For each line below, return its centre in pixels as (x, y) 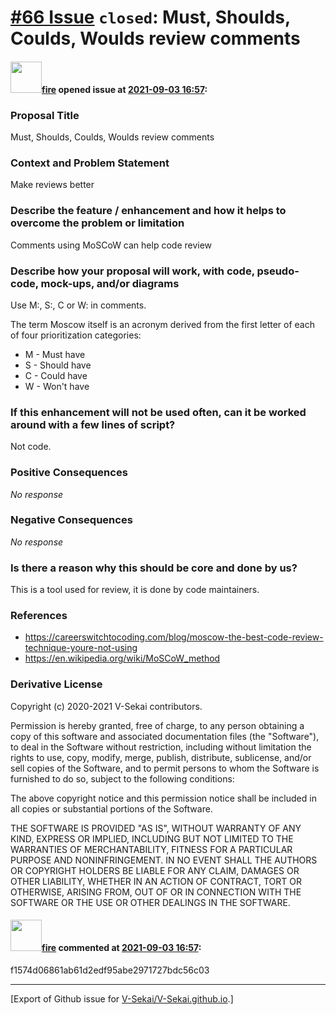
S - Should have (58, 365)
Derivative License (56, 684)
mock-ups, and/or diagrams (110, 283)
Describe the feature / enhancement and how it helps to (148, 211)
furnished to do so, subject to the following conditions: (122, 778)
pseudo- (278, 271)
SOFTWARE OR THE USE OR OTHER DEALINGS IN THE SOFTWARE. (150, 902)
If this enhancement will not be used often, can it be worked (158, 412)
